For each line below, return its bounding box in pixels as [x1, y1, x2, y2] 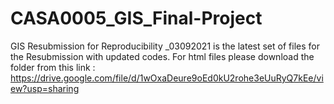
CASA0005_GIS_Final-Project [10, 7, 263, 30]
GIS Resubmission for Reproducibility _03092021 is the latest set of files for [10, 40, 320, 52]
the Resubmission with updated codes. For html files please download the [10, 50, 315, 62]
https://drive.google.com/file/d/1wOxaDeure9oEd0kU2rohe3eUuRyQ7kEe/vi [10, 72, 324, 84]
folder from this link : [10, 61, 96, 73]
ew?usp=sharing [10, 82, 80, 94]
